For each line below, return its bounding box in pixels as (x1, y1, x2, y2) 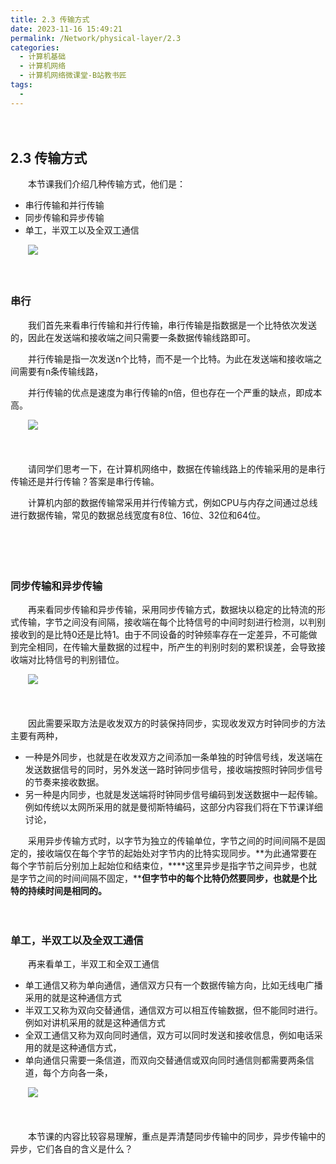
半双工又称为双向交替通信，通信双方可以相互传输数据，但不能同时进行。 (24, 1004, 323, 1016)
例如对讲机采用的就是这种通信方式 (24, 1017, 166, 1029)
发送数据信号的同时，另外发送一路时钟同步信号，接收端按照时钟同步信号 (24, 764, 323, 776)
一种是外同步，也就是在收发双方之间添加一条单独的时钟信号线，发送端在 (24, 751, 323, 763)
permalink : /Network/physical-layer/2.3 (10, 33, 182, 43)
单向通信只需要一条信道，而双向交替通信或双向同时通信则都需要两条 (24, 1054, 306, 1066)
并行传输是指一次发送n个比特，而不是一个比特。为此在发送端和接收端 (27, 352, 314, 365)
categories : (10, 42, 60, 53)
